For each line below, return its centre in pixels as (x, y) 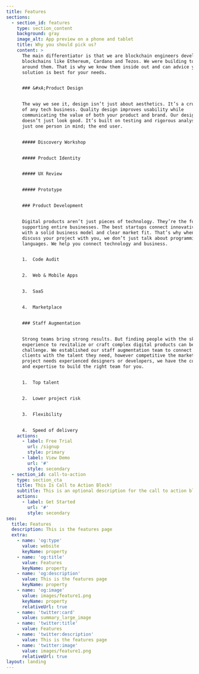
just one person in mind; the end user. (72, 126)
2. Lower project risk (51, 398)
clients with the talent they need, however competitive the (99, 356)
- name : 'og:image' (41, 590)
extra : (20, 535)
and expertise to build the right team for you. (83, 367)
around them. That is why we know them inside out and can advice (105, 67)
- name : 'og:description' (49, 574)
